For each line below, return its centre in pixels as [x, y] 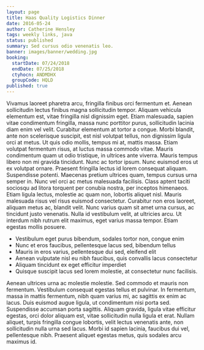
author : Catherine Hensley [41, 29]
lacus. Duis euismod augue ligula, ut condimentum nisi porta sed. [89, 303]
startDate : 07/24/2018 [41, 63]
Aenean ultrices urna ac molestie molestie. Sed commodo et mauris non [97, 283]
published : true [27, 86]
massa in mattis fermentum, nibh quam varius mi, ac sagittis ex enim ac [96, 296]
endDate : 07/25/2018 [38, 69]
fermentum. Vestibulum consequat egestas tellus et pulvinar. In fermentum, [101, 289]
